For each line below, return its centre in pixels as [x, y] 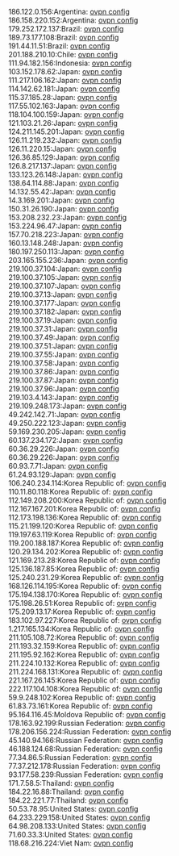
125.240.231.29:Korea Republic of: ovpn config [86, 577]
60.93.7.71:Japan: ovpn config [58, 466]
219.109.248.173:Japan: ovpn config [68, 406]
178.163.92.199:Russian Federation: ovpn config [87, 723]
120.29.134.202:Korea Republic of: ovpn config [86, 551]
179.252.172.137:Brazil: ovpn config [66, 29]
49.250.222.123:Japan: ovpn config [67, 423]
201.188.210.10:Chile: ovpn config [63, 54]
